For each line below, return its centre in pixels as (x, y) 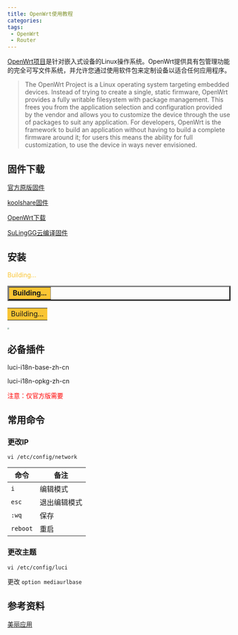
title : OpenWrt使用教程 (40, 14)
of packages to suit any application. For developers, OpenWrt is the (123, 122)
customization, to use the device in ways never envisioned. (111, 145)
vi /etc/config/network (42, 457)
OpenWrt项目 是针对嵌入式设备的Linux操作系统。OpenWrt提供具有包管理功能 (119, 62)
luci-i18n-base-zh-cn (38, 367)
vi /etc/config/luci (38, 568)
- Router (23, 40)
